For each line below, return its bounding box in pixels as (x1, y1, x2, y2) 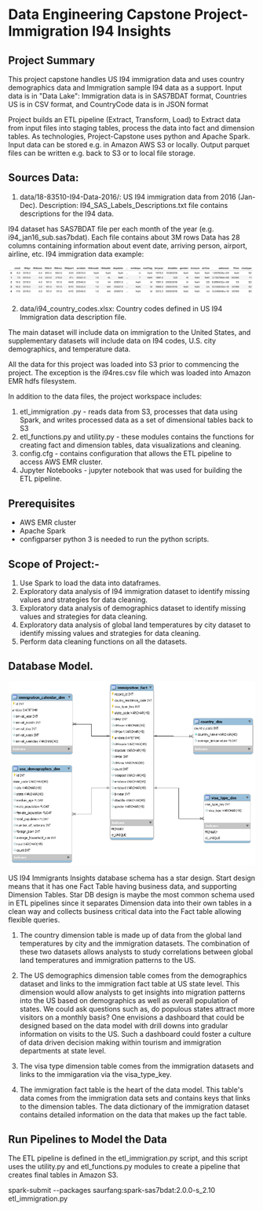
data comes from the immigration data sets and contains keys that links (19, 1093, 251, 1102)
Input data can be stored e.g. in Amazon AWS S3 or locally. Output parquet (8, 140, 250, 149)
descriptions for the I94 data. (19, 209, 114, 218)
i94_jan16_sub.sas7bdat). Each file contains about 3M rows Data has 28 (8, 232, 241, 242)
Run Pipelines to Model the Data (8, 1132, 167, 1146)
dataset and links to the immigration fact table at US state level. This (19, 979, 240, 988)
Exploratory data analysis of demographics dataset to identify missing (19, 603, 246, 612)
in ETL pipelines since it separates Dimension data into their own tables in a (8, 898, 253, 908)
